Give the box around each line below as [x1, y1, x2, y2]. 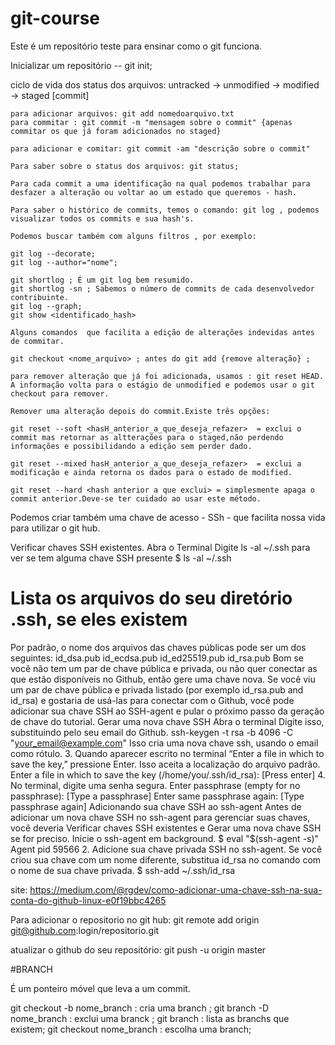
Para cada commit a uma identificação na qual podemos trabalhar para [10, 178, 311, 189]
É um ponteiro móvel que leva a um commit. [10, 982, 191, 994]
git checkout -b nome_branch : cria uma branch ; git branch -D [10, 1002, 270, 1014]
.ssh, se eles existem [10, 608, 188, 631]
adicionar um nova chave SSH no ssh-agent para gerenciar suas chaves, [10, 811, 311, 823]
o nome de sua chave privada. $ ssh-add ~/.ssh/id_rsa [10, 864, 236, 876]
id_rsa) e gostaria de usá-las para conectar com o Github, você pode [10, 694, 295, 706]
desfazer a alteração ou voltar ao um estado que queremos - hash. [10, 187, 298, 197]
